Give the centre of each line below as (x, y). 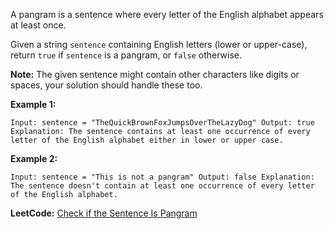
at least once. (38, 25)
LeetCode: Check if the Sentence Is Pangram (104, 213)
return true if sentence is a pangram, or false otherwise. (126, 55)
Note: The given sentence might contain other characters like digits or (155, 74)
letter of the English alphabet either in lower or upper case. (147, 140)
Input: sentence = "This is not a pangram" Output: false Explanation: (162, 177)
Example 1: (33, 104)
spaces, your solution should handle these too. (106, 85)
